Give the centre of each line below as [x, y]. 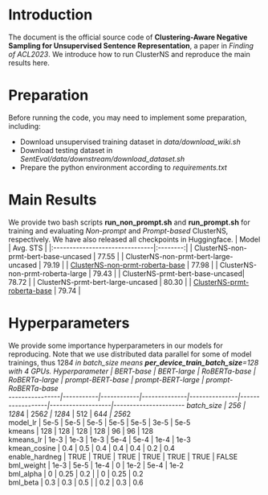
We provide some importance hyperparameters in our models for [116, 345]
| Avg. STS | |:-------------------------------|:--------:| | [100, 248]
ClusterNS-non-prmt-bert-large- [179, 256]
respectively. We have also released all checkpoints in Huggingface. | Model [134, 239]
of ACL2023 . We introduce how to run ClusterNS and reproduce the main [129, 54]
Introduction [51, 15]
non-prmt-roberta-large [48, 273]
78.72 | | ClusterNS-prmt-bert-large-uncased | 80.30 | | [100, 282]
